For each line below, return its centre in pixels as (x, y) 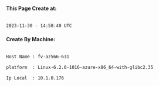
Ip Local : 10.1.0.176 (35, 78)
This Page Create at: (31, 8)
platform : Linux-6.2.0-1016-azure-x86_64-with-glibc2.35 (80, 68)
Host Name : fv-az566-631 (38, 57)
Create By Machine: (31, 39)
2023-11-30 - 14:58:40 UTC (39, 26)
